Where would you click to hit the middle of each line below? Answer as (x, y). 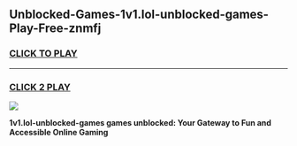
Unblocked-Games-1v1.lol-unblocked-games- (139, 15)
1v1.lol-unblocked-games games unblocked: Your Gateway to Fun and (141, 122)
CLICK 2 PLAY (40, 87)
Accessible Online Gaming (59, 132)
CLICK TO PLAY (43, 54)
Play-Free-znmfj (55, 29)
